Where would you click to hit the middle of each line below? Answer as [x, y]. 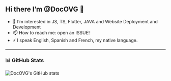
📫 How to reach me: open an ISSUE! [51, 32]
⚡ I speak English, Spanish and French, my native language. [75, 40]
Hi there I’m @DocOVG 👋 [45, 9]
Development [27, 27]
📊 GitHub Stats [25, 60]
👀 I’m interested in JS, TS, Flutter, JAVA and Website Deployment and [85, 21]
